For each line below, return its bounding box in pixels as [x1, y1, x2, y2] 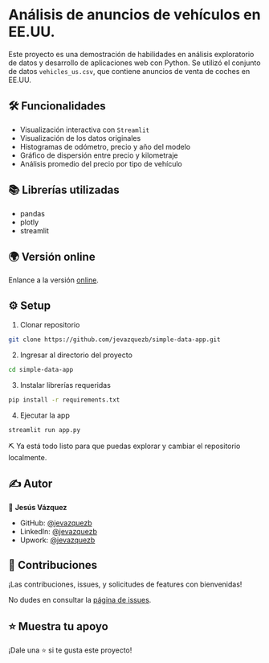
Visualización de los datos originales [19, 133, 141, 142]
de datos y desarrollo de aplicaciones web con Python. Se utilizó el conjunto [8, 58, 261, 68]
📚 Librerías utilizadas [8, 183, 120, 197]
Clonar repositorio [19, 320, 80, 330]
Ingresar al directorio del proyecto [19, 350, 132, 360]
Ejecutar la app [19, 410, 70, 420]
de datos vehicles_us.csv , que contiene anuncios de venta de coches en [8, 66, 251, 76]
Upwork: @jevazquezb [19, 535, 96, 545]
